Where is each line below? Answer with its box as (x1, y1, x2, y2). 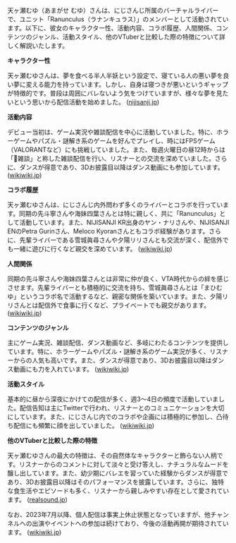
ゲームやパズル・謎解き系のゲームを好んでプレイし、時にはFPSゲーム (13, 137, 216, 145)
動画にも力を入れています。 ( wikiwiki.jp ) (13, 365, 130, 373)
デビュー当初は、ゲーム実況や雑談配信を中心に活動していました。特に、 (7, 128, 217, 136)
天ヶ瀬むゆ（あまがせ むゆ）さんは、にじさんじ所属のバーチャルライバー (7, 6, 219, 14)
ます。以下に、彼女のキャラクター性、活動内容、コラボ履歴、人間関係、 (7, 24, 216, 32)
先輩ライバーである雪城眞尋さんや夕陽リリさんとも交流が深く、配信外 (19, 236, 223, 244)
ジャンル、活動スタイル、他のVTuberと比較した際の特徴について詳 (31, 32, 225, 41)
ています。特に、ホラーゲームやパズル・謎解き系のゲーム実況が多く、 (7, 348, 210, 355)
